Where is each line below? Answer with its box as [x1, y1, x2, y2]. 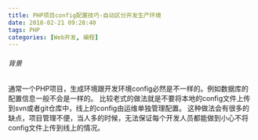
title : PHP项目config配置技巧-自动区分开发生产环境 [8, 11, 162, 20]
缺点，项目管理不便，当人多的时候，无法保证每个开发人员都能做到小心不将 [8, 113, 249, 123]
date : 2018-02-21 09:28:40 [8, 19, 96, 27]
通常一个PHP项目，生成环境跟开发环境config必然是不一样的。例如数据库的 [8, 84, 249, 94]
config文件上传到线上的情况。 [8, 123, 104, 133]
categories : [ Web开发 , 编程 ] [8, 33, 99, 41]
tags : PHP [8, 26, 41, 34]
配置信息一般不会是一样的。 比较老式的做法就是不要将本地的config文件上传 [8, 94, 251, 103]
